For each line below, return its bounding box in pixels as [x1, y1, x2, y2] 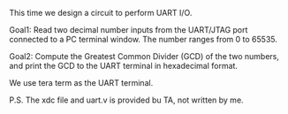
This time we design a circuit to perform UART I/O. [9, 8, 193, 18]
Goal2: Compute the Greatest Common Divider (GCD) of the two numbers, [9, 51, 280, 61]
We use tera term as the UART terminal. [9, 78, 154, 87]
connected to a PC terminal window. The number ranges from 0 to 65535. [9, 34, 278, 44]
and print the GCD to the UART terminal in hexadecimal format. [9, 61, 239, 71]
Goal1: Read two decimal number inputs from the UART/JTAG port [9, 25, 248, 34]
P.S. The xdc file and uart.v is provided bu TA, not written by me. [9, 95, 245, 105]
